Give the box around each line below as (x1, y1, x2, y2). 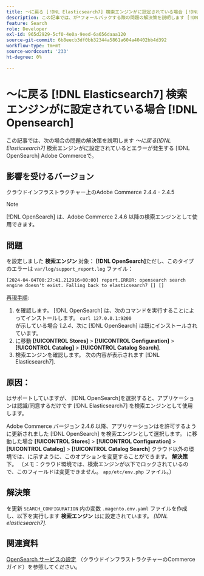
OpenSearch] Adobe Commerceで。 (6, 152, 97, 159)
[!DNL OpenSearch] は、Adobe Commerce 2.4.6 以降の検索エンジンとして (6, 213, 192, 220)
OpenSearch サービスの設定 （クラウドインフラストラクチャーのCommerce (6, 555, 195, 563)
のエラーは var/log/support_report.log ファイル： (6, 265, 134, 273)
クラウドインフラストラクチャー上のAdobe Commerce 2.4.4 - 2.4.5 (6, 189, 175, 196)
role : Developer (6, 25, 47, 32)
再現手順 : (6, 294, 30, 301)
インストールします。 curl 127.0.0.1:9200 (25, 314, 132, 322)
